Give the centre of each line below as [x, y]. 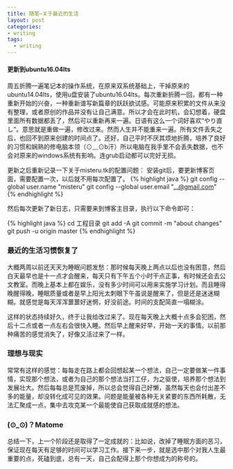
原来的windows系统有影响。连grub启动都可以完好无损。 [100, 156]
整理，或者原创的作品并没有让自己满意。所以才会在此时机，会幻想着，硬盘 [119, 112]
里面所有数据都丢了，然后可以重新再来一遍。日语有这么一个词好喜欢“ [106, 121]
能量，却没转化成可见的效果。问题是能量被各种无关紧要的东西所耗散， [119, 396]
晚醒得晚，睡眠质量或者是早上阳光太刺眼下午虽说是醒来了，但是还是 [104, 293]
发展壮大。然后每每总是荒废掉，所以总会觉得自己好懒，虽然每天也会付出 [110, 388]
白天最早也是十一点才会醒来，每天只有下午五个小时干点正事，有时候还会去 [113, 276]
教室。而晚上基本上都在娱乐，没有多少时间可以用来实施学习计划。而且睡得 [119, 284]
